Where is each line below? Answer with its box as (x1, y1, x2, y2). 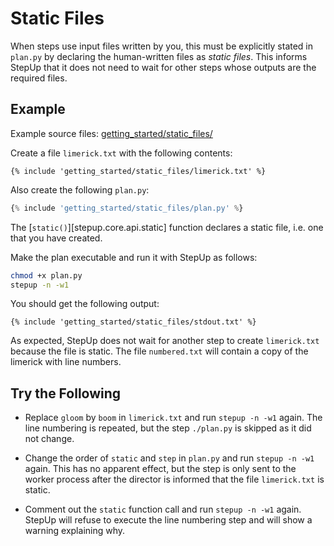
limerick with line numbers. (10, 356, 122, 368)
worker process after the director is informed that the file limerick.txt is (24, 473, 325, 486)
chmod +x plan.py (10, 270, 83, 281)
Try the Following (10, 385, 122, 402)
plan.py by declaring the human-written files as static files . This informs (10, 50, 308, 62)
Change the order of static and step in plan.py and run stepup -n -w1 (24, 452, 315, 464)
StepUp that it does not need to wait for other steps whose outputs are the (10, 61, 317, 73)
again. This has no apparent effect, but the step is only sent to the (24, 463, 297, 475)
